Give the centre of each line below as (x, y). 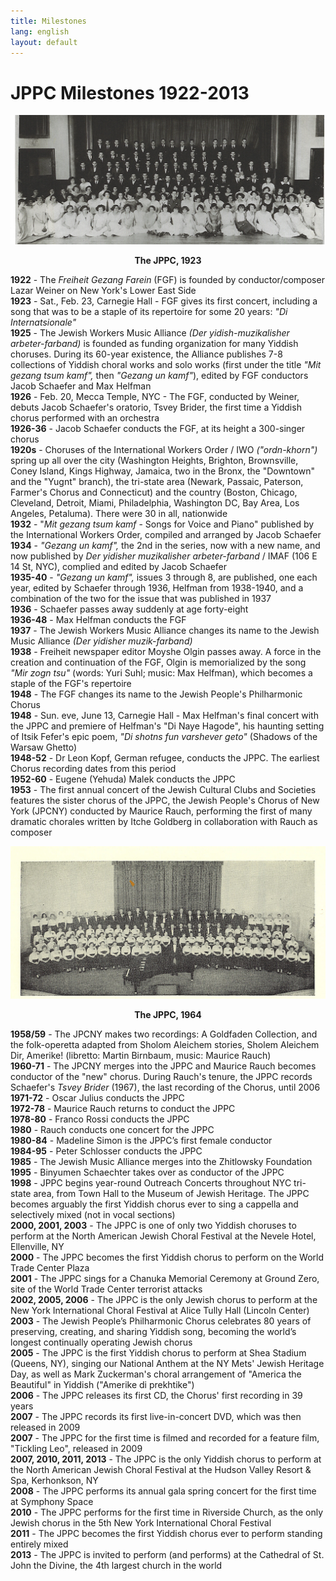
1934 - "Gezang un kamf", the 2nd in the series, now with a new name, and (165, 545)
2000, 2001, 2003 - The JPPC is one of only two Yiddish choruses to (153, 1226)
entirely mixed (39, 1544)
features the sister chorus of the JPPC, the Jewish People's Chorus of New (165, 800)
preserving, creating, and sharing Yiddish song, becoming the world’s (153, 1332)
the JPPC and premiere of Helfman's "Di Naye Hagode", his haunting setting (167, 726)
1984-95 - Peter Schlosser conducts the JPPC (106, 1151)
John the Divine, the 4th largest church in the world (116, 1566)
